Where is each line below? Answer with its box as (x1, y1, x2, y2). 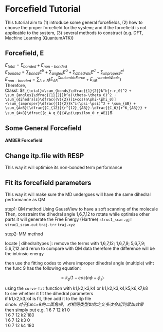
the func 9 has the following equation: (5, 265, 81, 271)
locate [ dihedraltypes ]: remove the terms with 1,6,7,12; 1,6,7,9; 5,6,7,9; (5, 241, 145, 246)
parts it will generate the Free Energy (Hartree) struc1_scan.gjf (5, 216, 132, 222)
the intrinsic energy (5, 251, 44, 257)
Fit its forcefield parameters (5, 178, 91, 187)
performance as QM (5, 197, 45, 203)
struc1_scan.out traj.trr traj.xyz (5, 223, 75, 227)
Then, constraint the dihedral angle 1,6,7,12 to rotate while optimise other (5, 211, 150, 217)
